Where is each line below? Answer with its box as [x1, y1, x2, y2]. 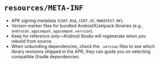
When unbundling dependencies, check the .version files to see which [11, 43, 155, 49]
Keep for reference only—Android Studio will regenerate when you [11, 33, 146, 39]
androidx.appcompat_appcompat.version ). [11, 28, 94, 33]
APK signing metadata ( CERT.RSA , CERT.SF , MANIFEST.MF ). [11, 17, 124, 23]
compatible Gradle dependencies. [11, 53, 80, 59]
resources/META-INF [4, 3, 83, 13]
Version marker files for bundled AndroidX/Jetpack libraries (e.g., [11, 23, 143, 29]
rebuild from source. [11, 38, 53, 44]
